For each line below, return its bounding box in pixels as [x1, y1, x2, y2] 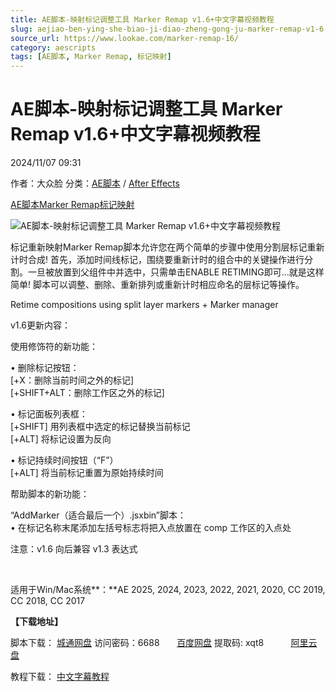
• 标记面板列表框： [10, 408, 88, 420]
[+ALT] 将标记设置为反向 [10, 433, 112, 445]
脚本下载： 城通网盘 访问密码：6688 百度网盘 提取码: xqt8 [10, 637, 265, 649]
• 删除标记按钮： [10, 362, 80, 374]
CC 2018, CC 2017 [10, 595, 86, 607]
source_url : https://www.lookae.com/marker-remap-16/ [10, 33, 240, 43]
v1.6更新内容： [10, 319, 71, 331]
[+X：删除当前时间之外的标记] [10, 374, 135, 386]
